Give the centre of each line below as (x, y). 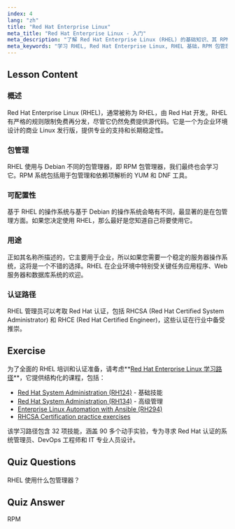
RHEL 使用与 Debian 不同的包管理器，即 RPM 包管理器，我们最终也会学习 (113, 166)
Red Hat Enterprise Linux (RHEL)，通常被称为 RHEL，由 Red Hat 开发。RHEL (117, 112)
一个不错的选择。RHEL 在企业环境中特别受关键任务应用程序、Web (133, 266)
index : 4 (20, 14)
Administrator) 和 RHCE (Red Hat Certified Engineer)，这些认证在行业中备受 (116, 320)
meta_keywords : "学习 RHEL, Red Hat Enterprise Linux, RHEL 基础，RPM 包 (114, 46)
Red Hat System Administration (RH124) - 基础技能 (90, 392)
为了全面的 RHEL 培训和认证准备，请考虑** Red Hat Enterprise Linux (105, 369)
